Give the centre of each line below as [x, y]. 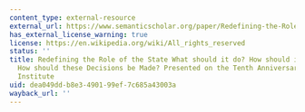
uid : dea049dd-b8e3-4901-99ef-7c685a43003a [93, 85]
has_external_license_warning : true [79, 34]
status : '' [30, 51]
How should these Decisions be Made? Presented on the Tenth [136, 69]
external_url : [36, 26]
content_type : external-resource [73, 18]
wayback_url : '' [40, 93]
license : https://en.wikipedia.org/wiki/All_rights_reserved [128, 43]
